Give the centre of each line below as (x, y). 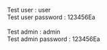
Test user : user (29, 10)
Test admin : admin (34, 32)
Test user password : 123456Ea (51, 17)
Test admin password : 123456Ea (53, 39)
